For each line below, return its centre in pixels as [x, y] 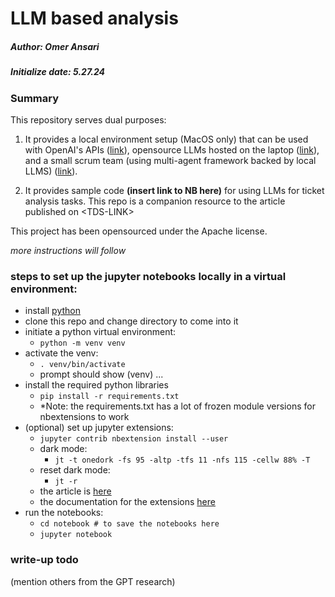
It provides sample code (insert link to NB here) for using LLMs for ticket [174, 190]
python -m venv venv [82, 343]
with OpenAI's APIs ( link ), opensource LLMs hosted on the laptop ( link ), [172, 149]
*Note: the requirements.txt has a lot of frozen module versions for [177, 406]
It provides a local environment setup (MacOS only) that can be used [166, 139]
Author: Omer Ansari [55, 46]
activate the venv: [61, 353]
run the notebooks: [64, 513]
